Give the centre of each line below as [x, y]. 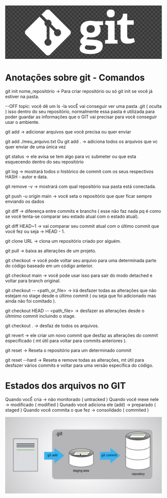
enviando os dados [25, 202]
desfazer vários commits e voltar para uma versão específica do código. [79, 366]
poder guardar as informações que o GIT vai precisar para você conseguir [81, 117]
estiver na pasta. [22, 97]
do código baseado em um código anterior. [49, 266]
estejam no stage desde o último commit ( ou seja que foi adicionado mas [81, 296]
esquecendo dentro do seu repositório [44, 162]
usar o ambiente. [22, 122]
